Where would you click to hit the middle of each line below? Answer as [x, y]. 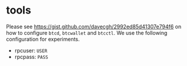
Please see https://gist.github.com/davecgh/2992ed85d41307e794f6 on [94, 27]
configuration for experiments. [43, 39]
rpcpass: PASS [31, 57]
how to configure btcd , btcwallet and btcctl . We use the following [87, 32]
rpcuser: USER [31, 50]
